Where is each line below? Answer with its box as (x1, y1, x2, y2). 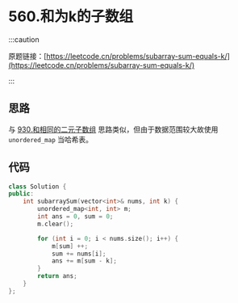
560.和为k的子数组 (8, 7, 134, 26)
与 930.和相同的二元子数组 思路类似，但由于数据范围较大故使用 (8, 124, 219, 134)
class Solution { (8, 183, 67, 191)
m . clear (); (37, 220, 74, 228)
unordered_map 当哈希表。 (8, 134, 94, 144)
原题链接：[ (8, 51, 47, 61)
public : (8, 190, 35, 198)
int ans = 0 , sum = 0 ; (37, 213, 114, 221)
